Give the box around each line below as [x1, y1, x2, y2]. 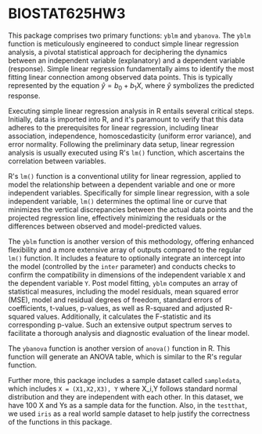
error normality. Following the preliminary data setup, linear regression [8, 139, 235, 149]
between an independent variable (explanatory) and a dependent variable [8, 56, 246, 65]
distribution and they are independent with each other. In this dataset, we [8, 392, 244, 401]
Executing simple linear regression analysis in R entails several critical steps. [8, 106, 254, 115]
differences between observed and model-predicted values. [8, 221, 202, 231]
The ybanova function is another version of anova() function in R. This [8, 343, 231, 353]
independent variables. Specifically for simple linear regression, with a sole [8, 188, 250, 197]
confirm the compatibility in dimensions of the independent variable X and [8, 270, 246, 279]
